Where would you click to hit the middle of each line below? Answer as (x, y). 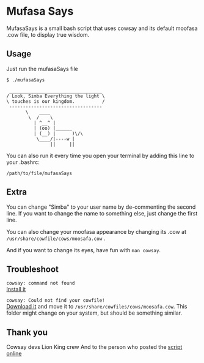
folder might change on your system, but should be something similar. (94, 313)
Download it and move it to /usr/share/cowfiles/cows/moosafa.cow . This (97, 307)
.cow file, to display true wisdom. (48, 34)
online (14, 354)
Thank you (27, 332)
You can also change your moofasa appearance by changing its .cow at (96, 231)
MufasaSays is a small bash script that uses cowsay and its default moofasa (102, 28)
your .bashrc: (23, 162)
